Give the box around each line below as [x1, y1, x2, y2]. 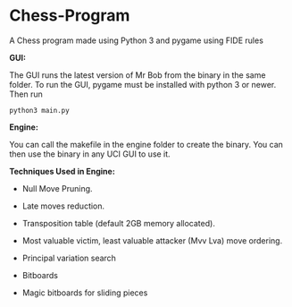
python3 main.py [9, 106, 70, 115]
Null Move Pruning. [21, 183, 93, 193]
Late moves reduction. [21, 200, 105, 211]
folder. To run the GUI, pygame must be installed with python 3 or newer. [9, 79, 277, 90]
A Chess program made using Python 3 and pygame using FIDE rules [9, 35, 263, 46]
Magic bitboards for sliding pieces [21, 287, 148, 298]
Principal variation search [21, 252, 116, 263]
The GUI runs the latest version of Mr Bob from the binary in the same [9, 69, 266, 81]
